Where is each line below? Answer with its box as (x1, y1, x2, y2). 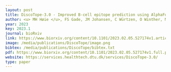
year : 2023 (5, 21, 28, 27)
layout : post (5, 7, 33, 13)
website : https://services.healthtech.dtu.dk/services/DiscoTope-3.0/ (5, 54, 158, 60)
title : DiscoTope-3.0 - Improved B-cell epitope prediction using (5, 12, 149, 17)
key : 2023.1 (5, 26, 31, 31)
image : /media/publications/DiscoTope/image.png (5, 41, 110, 46)
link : (5, 36, 17, 41)
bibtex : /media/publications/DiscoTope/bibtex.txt (5, 45, 115, 50)
